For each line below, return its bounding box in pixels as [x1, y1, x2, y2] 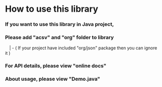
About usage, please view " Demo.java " [5, 76, 101, 83]
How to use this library [5, 3, 99, 15]
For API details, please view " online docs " [5, 63, 106, 69]
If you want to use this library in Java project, [5, 21, 114, 28]
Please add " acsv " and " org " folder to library [5, 34, 114, 41]
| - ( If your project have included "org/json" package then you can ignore [9, 45, 158, 51]
